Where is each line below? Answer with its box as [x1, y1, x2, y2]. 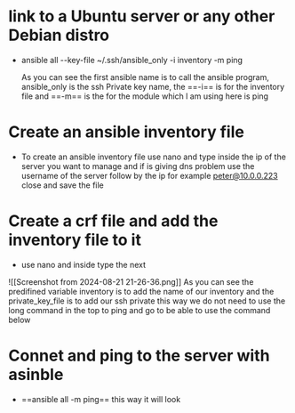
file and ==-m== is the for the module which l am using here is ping [20, 91, 268, 101]
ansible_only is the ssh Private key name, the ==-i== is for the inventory [20, 81, 285, 92]
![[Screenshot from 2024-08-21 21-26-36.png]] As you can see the [8, 276, 254, 287]
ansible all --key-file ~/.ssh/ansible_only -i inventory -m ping [20, 54, 243, 65]
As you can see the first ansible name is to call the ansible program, [20, 71, 270, 82]
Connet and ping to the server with [8, 345, 270, 366]
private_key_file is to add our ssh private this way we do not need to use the [8, 296, 286, 306]
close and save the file [20, 180, 104, 190]
